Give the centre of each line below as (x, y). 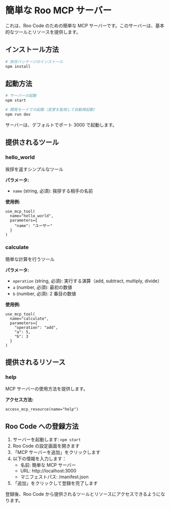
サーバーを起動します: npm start (47, 440)
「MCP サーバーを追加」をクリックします (56, 452)
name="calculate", (30, 319)
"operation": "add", (36, 327)
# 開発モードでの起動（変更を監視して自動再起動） (51, 110)
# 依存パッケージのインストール (34, 62)
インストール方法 (32, 50)
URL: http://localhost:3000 (48, 471)
